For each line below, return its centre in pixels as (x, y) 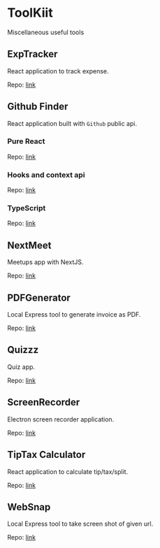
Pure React (26, 141)
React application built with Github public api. (72, 123)
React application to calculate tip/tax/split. (68, 471)
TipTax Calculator (46, 455)
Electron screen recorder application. (61, 419)
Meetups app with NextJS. (45, 262)
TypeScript (27, 208)
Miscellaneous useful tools (46, 32)
